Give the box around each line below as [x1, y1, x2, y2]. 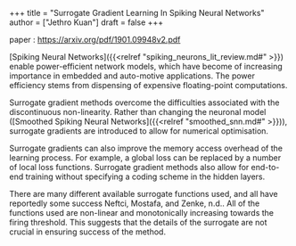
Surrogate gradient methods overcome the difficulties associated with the [9, 97, 280, 108]
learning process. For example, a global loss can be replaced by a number [9, 152, 282, 163]
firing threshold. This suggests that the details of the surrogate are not [9, 217, 267, 227]
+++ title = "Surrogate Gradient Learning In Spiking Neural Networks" [9, 8, 265, 18]
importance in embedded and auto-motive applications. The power [9, 70, 256, 81]
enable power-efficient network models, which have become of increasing [9, 61, 283, 71]
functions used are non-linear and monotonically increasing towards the [9, 208, 275, 217]
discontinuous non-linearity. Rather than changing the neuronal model [9, 107, 267, 117]
